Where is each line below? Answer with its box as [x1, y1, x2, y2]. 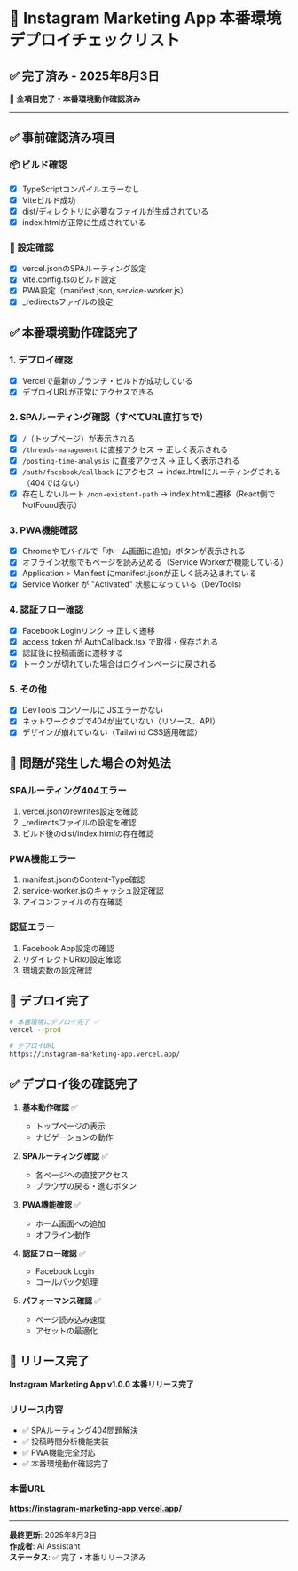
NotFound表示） [21, 499, 82, 510]
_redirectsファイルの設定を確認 [21, 817, 137, 828]
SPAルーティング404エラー [9, 784, 127, 796]
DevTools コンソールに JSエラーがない [21, 705, 164, 715]
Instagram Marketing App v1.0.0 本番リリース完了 [9, 1379, 194, 1389]
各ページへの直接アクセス [35, 1169, 129, 1180]
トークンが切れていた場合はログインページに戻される [21, 658, 217, 669]
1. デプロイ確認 [9, 354, 74, 366]
